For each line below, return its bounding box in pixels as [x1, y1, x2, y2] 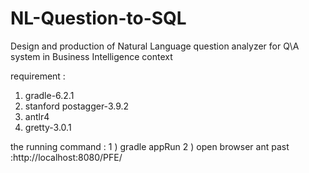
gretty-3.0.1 [24, 121, 72, 133]
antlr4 [24, 110, 50, 122]
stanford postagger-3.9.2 [24, 100, 130, 112]
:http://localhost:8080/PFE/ [10, 151, 123, 163]
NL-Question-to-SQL [10, 7, 187, 30]
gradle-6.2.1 [24, 89, 75, 101]
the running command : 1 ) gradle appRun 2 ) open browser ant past [10, 140, 290, 152]
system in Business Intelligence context [10, 50, 173, 62]
